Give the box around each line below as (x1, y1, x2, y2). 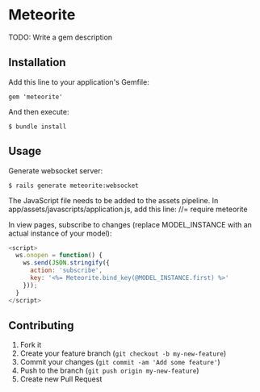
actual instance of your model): (8, 228, 112, 238)
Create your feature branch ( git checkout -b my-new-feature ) (19, 348, 227, 358)
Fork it (19, 340, 42, 350)
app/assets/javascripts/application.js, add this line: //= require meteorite (8, 204, 248, 214)
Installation (8, 56, 66, 69)
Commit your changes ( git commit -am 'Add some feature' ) (19, 357, 220, 367)
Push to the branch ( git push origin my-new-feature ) (19, 365, 199, 376)
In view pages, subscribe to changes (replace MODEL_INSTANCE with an (8, 219, 253, 229)
